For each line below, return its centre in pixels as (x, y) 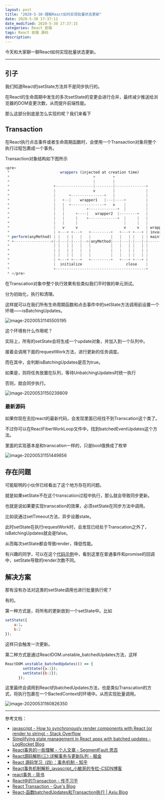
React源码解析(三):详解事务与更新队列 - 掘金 (57, 756)
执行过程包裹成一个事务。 (31, 148)
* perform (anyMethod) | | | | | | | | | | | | (78, 237)
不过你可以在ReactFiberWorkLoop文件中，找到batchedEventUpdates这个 (79, 429)
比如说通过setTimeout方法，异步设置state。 (50, 516)
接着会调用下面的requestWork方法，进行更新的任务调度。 (63, 351)
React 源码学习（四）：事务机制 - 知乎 (50, 762)
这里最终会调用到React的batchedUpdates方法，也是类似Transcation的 (76, 688)
